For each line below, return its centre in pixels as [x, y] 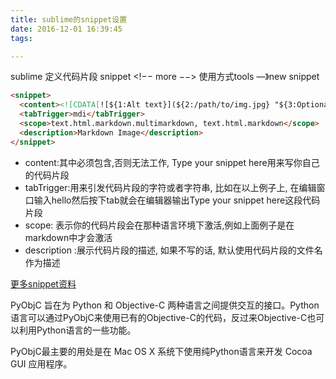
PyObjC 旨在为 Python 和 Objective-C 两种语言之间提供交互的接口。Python [165, 305]
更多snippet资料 [43, 283]
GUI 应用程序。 [41, 363]
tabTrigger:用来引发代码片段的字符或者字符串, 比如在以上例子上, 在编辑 [170, 187]
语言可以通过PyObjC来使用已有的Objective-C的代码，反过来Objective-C [159, 317]
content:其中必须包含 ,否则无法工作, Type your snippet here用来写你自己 [172, 162]
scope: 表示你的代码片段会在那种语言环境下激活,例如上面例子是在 [159, 225]
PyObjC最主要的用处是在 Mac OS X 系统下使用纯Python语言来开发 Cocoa [161, 351]
